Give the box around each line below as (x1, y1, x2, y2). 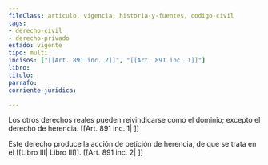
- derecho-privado (8, 34, 70, 42)
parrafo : (8, 78, 38, 87)
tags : (8, 19, 26, 27)
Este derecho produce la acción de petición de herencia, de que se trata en (8, 139, 257, 149)
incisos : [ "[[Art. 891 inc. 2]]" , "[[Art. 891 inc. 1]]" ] (8, 57, 206, 65)
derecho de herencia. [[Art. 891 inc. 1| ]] (8, 123, 140, 133)
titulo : (8, 71, 34, 79)
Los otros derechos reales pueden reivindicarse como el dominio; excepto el (8, 115, 261, 125)
